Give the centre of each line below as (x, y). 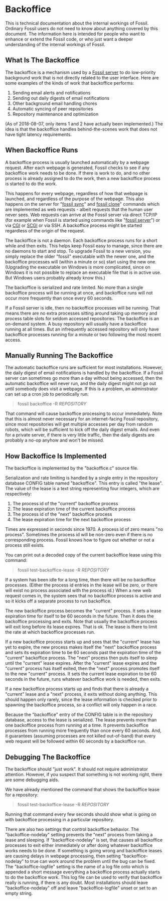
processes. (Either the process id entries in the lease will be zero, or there (81, 585)
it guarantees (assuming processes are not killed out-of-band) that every (80, 736)
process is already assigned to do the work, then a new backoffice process (83, 178)
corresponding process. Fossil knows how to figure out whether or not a (80, 540)
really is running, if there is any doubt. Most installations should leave (76, 882)
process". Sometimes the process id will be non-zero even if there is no (79, 535)
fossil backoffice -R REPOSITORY (52, 404)
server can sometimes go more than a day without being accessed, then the (84, 378)
